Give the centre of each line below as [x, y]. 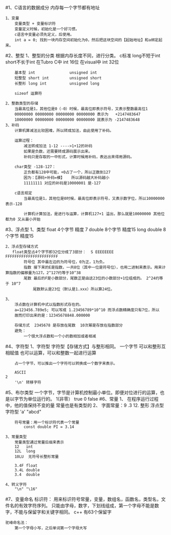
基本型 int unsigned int [56, 73]
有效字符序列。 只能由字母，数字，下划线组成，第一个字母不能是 [87, 506]
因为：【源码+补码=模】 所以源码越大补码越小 [67, 178]
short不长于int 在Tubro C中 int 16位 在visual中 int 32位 [62, 62]
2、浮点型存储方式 [22, 246]
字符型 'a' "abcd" [24, 412]
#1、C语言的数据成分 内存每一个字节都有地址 [52, 7]
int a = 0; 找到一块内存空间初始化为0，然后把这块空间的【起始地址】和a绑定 [87, 40]
